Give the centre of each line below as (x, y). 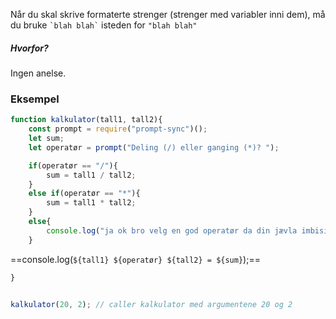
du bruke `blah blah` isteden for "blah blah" (104, 25)
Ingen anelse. (38, 73)
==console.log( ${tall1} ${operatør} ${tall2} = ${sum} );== (135, 259)
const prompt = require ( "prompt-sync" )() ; (118, 129)
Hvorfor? (29, 48)
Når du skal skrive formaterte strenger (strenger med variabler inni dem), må (168, 14)
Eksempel (35, 99)
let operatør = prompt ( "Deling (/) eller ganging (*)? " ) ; (154, 147)
